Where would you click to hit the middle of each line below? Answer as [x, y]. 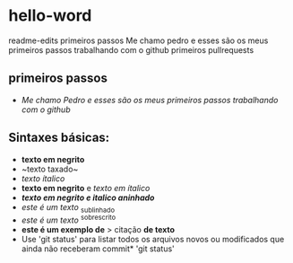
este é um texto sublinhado [68, 208]
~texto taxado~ [50, 169]
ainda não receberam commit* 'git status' [98, 249]
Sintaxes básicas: [59, 138]
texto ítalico [43, 178]
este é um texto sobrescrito [69, 219]
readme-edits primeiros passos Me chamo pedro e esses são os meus [138, 40]
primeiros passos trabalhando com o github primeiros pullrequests [131, 49]
